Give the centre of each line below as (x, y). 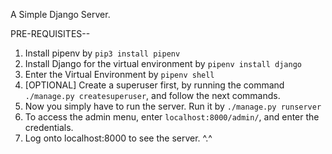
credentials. (49, 127)
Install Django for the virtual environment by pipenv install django (163, 63)
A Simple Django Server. (60, 14)
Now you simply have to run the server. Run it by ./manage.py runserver (173, 106)
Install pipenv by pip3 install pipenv (102, 53)
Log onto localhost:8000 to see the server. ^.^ (118, 138)
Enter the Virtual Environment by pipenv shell (119, 74)
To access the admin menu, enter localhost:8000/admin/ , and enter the (172, 117)
